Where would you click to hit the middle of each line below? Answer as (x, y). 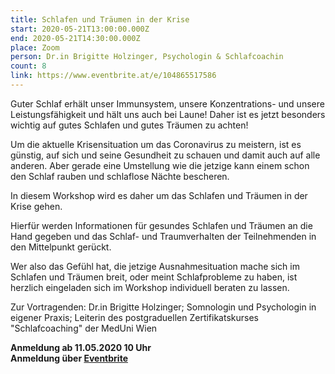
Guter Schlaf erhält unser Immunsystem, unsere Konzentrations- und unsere (167, 103)
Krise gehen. (36, 206)
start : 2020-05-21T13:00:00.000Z (80, 29)
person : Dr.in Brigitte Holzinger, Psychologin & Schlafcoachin (147, 57)
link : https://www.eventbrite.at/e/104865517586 (113, 76)
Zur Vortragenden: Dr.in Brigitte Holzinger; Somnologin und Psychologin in (163, 307)
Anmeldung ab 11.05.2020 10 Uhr (81, 347)
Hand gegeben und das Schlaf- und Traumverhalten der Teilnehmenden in (163, 236)
